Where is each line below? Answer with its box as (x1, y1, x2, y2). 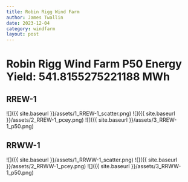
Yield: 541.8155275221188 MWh (6, 70, 170, 84)
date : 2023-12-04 (6, 20, 50, 26)
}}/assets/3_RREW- (129, 116, 177, 124)
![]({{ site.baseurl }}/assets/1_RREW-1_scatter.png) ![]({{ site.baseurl (6, 110, 175, 118)
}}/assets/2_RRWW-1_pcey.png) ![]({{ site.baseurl (6, 162, 130, 169)
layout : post (6, 31, 39, 37)
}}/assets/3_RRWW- (131, 162, 181, 169)
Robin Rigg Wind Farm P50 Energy (6, 57, 183, 71)
